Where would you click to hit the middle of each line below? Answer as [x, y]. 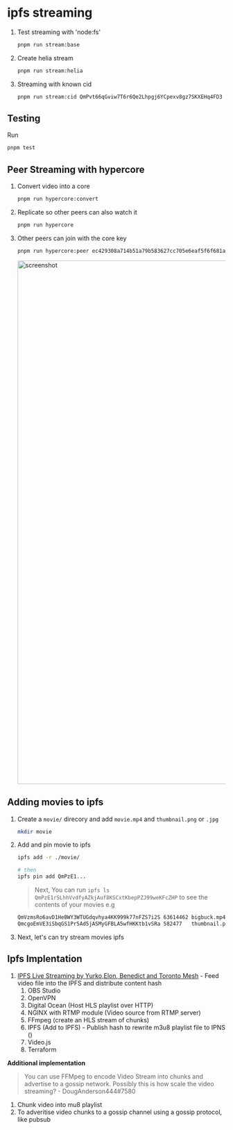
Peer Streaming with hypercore [76, 169]
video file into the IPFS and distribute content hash [89, 983]
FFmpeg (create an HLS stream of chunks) [88, 1020]
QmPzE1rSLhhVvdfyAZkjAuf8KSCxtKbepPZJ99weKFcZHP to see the [121, 897]
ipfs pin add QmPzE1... [52, 876]
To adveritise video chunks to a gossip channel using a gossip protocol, [120, 1112]
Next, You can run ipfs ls [72, 890]
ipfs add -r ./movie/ [48, 858]
